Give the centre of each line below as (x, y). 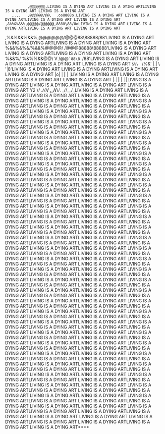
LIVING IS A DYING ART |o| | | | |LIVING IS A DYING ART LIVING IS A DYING (82, 74)
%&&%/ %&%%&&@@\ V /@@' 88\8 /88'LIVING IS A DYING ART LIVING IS (82, 58)
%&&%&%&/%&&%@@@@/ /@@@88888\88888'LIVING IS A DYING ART (81, 48)
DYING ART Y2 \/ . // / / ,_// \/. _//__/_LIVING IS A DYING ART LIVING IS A (77, 90)
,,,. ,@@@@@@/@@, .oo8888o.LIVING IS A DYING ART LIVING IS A (81, 15)
